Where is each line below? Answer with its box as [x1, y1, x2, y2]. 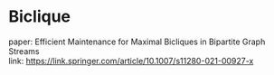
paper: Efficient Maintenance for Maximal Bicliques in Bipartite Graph [8, 36, 266, 47]
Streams [8, 45, 40, 56]
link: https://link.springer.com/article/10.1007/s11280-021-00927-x [8, 55, 254, 66]
